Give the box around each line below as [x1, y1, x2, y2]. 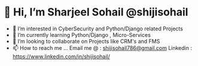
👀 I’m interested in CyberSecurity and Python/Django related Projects [12, 25, 183, 32]
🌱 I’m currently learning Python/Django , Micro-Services [12, 31, 151, 38]
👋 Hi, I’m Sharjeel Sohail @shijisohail [4, 5, 188, 19]
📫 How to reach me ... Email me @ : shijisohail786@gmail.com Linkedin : [12, 44, 192, 51]
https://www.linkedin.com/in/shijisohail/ [12, 53, 110, 60]
